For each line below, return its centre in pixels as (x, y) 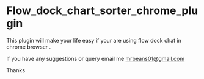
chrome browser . (29, 47)
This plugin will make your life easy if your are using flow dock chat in (94, 40)
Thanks (16, 70)
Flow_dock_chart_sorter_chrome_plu (102, 11)
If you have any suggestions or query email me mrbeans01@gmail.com (96, 58)
